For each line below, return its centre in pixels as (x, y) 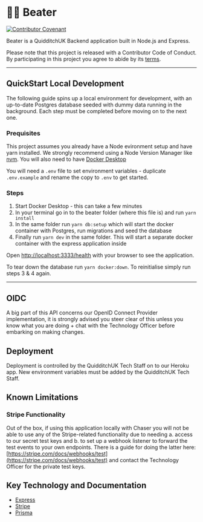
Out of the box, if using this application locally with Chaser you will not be (98, 428)
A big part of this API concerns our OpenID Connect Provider (82, 313)
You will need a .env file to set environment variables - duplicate (86, 171)
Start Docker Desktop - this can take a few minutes (79, 206)
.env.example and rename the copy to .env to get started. (77, 177)
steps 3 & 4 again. (29, 273)
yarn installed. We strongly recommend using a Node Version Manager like (99, 153)
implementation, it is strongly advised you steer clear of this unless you (95, 319)
